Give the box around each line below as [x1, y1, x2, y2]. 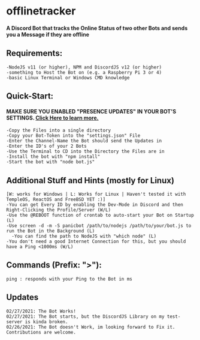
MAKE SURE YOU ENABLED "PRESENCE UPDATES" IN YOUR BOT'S [6, 108, 177, 115]
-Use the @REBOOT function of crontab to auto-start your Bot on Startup [6, 212, 195, 218]
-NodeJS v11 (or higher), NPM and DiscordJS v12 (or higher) [6, 64, 162, 70]
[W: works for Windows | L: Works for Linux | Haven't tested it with [6, 191, 186, 197]
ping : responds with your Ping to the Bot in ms [6, 276, 133, 282]
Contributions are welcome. [6, 329, 77, 335]
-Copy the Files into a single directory [6, 127, 111, 133]
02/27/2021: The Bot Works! [6, 308, 77, 314]
